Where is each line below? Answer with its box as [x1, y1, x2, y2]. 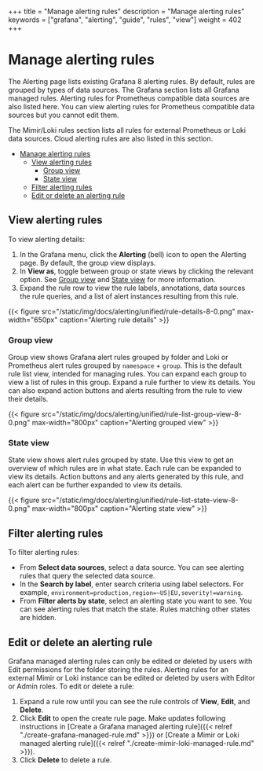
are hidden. [19, 613, 57, 622]
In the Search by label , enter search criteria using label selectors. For [19, 579, 244, 589]
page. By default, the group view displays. [19, 258, 156, 267]
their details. [8, 395, 49, 404]
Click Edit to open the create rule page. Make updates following [19, 713, 226, 722]
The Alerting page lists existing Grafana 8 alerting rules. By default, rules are [8, 76, 255, 86]
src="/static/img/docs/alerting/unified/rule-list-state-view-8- [41, 495, 239, 505]
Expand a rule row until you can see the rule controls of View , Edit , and [19, 696, 250, 706]
